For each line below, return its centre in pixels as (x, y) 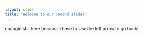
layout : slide (20, 10)
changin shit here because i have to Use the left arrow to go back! (72, 28)
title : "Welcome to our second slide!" (46, 14)
